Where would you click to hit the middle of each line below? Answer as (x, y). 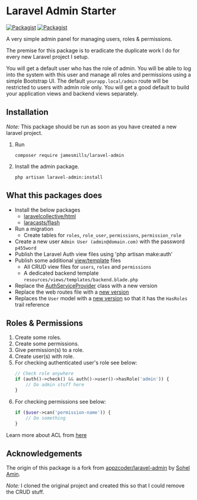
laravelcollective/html (50, 216)
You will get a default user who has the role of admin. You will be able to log (99, 68)
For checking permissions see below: (60, 401)
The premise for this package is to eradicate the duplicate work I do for (93, 50)
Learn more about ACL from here (47, 435)
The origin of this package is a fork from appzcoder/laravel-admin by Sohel (98, 468)
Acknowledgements (44, 453)
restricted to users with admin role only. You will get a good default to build (98, 87)
